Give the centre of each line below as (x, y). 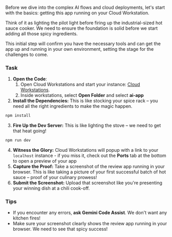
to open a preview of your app (45, 161)
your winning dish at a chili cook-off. (51, 188)
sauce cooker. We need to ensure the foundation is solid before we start (82, 28)
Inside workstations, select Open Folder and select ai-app (82, 95)
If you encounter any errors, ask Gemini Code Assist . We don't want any (90, 213)
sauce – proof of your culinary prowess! (55, 177)
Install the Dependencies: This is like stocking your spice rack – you (85, 101)
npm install (18, 116)
